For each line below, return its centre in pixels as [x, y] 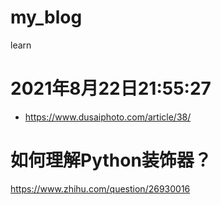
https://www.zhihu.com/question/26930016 [100, 188]
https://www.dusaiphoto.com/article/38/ [108, 117]
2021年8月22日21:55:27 [111, 88]
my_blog [46, 17]
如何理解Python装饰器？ [111, 160]
